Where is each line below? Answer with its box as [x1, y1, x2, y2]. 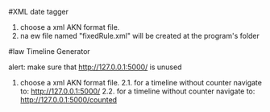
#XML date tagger [8, 7, 69, 16]
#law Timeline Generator [8, 47, 90, 56]
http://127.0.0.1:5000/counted [19, 95, 118, 104]
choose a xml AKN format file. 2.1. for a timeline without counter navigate [19, 78, 262, 87]
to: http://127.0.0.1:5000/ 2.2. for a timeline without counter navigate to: [19, 86, 255, 96]
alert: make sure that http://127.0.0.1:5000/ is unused [8, 62, 182, 72]
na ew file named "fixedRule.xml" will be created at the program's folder [19, 31, 260, 40]
